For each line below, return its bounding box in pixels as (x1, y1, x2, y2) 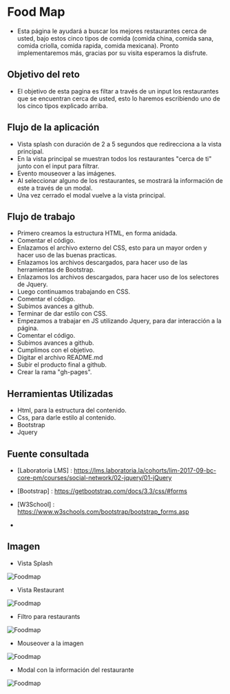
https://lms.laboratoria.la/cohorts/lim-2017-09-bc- (73, 466, 217, 475)
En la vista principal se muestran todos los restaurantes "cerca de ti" (17, 154, 212, 162)
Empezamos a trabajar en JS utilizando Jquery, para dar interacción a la (17, 317, 222, 325)
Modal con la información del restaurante (17, 665, 134, 674)
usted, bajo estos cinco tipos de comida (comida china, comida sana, (17, 34, 213, 42)
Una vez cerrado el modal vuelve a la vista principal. (17, 191, 166, 199)
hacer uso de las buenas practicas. (17, 251, 117, 259)
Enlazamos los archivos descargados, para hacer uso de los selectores (17, 273, 219, 281)
